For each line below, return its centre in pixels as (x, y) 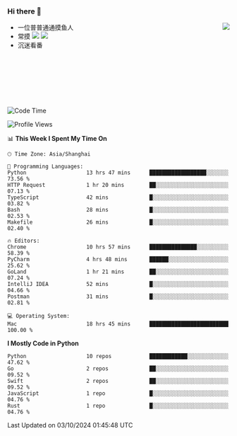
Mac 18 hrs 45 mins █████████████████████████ (118, 324)
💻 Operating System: (39, 316)
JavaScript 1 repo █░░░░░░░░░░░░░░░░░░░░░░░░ (118, 394)
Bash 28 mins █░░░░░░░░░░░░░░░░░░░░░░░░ (118, 210)
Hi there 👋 (25, 11)
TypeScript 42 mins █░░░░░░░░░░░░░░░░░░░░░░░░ (118, 197)
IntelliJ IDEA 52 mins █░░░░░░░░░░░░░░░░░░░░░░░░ (118, 285)
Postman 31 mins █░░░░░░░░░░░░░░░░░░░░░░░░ (118, 297)
